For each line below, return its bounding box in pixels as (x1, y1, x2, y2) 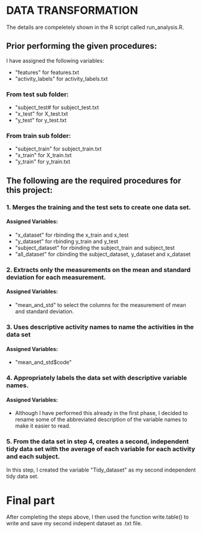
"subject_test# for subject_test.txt (14, 104, 99, 111)
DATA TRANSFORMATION (6, 4, 139, 17)
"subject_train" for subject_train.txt (14, 145, 102, 152)
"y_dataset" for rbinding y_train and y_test (14, 237, 119, 245)
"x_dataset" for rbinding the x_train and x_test (14, 231, 129, 238)
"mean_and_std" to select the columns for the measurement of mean (14, 301, 186, 308)
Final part (6, 493, 55, 507)
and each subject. (6, 452, 60, 461)
